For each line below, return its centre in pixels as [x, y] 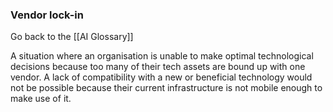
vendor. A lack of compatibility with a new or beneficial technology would [161, 77]
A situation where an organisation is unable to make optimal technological [162, 56]
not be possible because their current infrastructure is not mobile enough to [166, 88]
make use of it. [41, 99]
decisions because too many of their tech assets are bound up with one [158, 67]
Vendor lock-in [47, 15]
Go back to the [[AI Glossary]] [72, 37]
